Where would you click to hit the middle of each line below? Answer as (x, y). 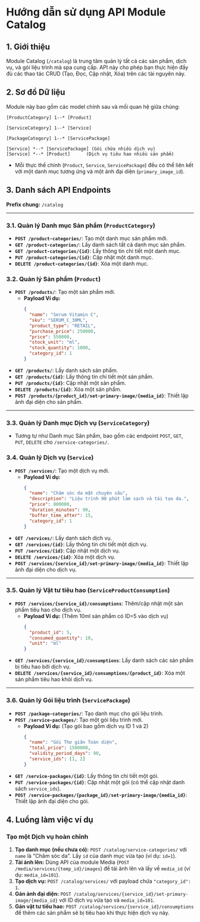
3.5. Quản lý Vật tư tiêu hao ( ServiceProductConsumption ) (88, 590)
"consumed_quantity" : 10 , (61, 638)
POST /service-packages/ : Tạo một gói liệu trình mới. (79, 720)
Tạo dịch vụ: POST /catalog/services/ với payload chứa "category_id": (103, 881)
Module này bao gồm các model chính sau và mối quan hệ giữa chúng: (93, 106)
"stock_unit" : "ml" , (54, 342)
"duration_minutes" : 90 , (60, 510)
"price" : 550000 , (51, 337)
